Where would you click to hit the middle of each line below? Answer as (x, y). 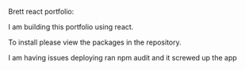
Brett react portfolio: (41, 12)
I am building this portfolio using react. (71, 27)
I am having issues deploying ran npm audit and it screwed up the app (123, 58)
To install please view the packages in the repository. (95, 42)
